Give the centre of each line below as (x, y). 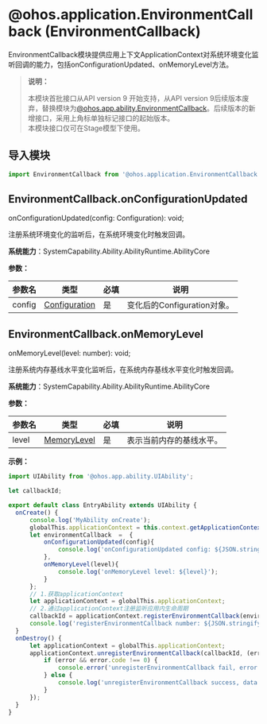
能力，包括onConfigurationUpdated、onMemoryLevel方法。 (134, 64)
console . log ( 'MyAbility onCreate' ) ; (90, 520)
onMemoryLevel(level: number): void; (70, 353)
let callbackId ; (35, 491)
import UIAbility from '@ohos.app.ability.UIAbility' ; (101, 477)
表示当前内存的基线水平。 (174, 440)
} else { (58, 676)
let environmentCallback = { (81, 535)
